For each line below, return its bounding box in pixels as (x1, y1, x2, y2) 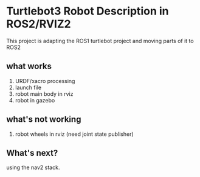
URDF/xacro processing (15, 77, 75, 84)
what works (6, 61, 52, 72)
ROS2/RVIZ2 (6, 17, 71, 31)
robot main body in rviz (15, 90, 74, 98)
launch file (15, 84, 41, 91)
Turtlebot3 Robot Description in (6, 4, 169, 18)
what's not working (6, 114, 81, 125)
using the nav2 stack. (6, 164, 60, 171)
